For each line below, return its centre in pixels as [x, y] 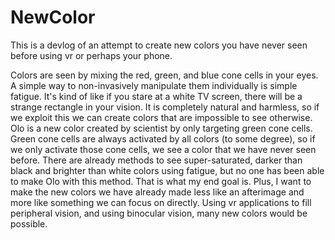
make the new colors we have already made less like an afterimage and [157, 192]
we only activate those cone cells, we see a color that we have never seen [163, 149]
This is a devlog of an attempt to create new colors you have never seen [159, 45]
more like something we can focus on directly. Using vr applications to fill [161, 202]
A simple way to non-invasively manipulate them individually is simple [154, 85]
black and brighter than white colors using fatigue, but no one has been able [167, 170]
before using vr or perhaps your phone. [91, 55]
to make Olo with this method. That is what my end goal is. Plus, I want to [161, 181]
